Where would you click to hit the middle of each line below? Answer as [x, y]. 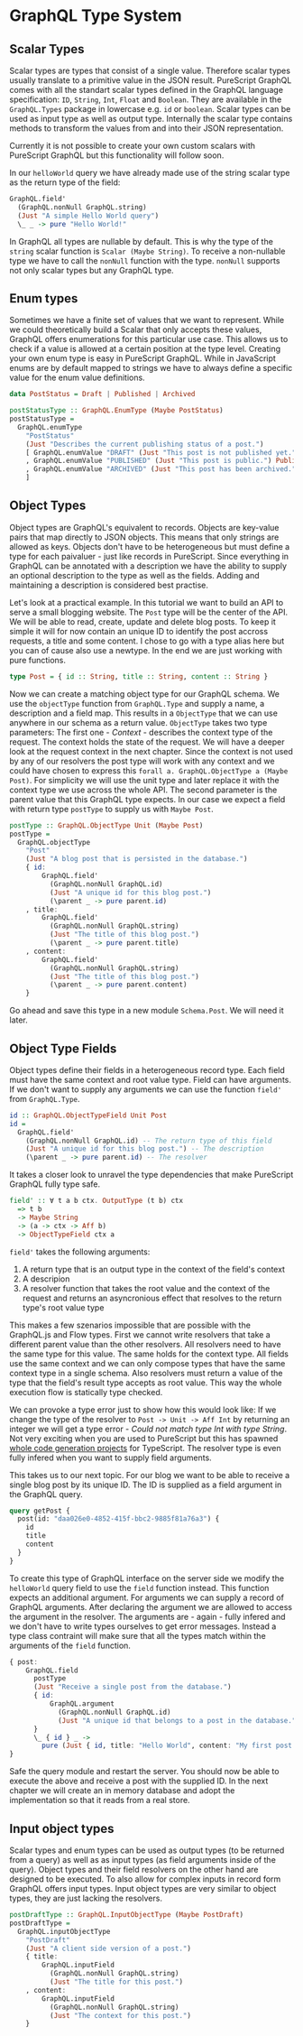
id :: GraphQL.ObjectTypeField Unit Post [88, 1115]
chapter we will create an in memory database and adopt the [122, 1791]
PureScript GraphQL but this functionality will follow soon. [117, 155]
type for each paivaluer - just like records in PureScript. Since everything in [149, 556]
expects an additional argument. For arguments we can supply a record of [147, 1597]
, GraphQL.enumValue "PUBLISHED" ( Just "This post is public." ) [149, 461]
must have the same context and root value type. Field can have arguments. [150, 1079]
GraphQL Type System [96, 16]
